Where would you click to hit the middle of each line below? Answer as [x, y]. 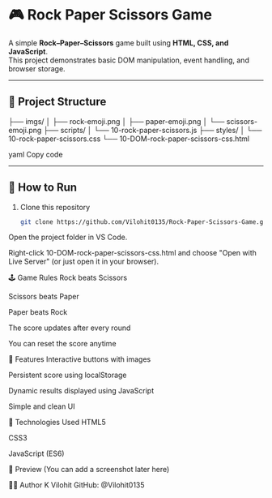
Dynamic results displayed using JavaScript [81, 391]
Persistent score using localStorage [68, 375]
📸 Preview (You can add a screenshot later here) [89, 470]
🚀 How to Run [43, 188]
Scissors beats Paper [44, 297]
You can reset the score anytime [62, 344]
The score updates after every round [70, 328]
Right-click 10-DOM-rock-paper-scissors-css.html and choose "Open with [133, 253]
